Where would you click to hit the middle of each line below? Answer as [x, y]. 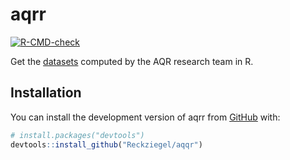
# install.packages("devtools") [77, 135]
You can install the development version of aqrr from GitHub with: [145, 117]
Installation [46, 93]
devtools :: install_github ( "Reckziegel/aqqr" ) [106, 144]
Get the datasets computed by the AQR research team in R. [132, 61]
